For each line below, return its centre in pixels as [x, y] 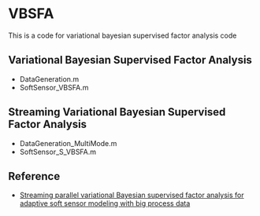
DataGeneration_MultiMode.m [68, 143]
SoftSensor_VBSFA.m [54, 87]
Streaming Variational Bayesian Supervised [117, 112]
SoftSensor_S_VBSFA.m [58, 152]
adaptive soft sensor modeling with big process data [105, 203]
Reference [34, 176]
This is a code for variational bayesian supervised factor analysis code [123, 35]
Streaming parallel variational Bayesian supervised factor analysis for [132, 195]
